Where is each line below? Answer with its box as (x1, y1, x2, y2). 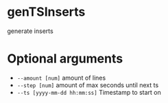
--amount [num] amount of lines (16, 73, 106, 82)
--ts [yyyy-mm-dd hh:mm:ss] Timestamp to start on (16, 88, 161, 96)
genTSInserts (7, 4, 86, 20)
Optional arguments (7, 51, 123, 67)
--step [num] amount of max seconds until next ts (16, 80, 159, 89)
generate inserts (7, 27, 53, 35)
